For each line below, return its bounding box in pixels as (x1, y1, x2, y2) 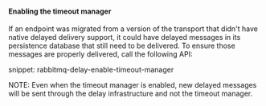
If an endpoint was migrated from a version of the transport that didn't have (8, 24, 259, 33)
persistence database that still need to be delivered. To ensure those (8, 41, 235, 51)
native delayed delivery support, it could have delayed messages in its (8, 33, 241, 42)
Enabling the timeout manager (8, 6, 112, 16)
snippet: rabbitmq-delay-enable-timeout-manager (8, 65, 174, 75)
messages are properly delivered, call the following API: (8, 49, 193, 59)
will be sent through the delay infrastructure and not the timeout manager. (8, 88, 253, 99)
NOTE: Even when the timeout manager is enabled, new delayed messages (8, 80, 257, 90)
